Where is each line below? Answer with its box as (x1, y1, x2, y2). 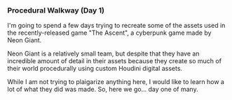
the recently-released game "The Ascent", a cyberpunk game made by (7, 28, 212, 37)
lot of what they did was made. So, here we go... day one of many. (7, 85, 198, 94)
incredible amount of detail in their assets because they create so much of (7, 57, 222, 65)
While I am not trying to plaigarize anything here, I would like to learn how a (7, 78, 224, 86)
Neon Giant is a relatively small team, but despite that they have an (7, 49, 200, 58)
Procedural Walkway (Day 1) (7, 6, 105, 15)
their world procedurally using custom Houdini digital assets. (7, 65, 183, 73)
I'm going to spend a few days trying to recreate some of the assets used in (7, 22, 226, 30)
